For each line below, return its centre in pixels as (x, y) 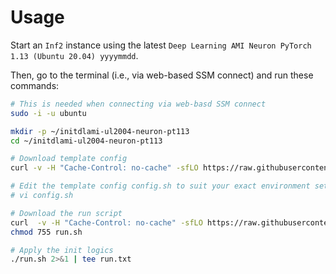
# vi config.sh (42, 196)
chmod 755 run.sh (46, 232)
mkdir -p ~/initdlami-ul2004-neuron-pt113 (100, 131)
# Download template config (69, 159)
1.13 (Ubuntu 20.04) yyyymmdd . (74, 55)
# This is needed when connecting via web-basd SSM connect (138, 104)
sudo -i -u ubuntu (48, 113)
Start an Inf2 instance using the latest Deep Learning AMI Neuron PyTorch (161, 45)
